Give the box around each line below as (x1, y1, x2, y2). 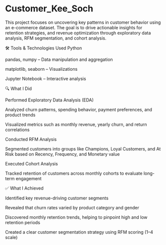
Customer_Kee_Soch (5, 3, 94, 14)
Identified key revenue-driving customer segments (5, 195, 109, 201)
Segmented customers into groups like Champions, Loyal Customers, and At (5, 146, 161, 151)
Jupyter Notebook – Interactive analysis (5, 75, 86, 82)
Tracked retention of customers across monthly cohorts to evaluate (5, 170, 143, 176)
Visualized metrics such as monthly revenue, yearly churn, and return (5, 121, 147, 127)
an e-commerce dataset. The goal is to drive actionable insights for (5, 24, 143, 30)
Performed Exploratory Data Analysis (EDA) (5, 97, 94, 103)
